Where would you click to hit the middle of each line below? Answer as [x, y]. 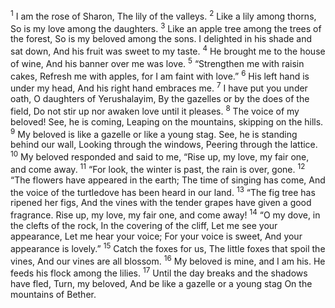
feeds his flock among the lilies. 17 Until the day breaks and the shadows [159, 272]
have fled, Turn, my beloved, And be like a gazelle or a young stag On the [161, 283]
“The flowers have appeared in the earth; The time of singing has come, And [168, 180]
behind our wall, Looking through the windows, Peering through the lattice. [164, 145]
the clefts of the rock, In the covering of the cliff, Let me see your [144, 225]
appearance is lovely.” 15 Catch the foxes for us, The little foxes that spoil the [168, 247]
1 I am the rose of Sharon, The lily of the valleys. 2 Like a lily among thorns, [163, 15]
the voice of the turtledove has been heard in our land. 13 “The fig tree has [163, 191]
